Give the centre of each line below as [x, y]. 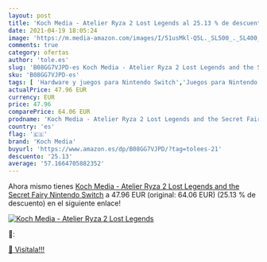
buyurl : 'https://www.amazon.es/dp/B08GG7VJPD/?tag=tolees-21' [115, 149]
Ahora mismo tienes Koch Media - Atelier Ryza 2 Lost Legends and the [124, 186]
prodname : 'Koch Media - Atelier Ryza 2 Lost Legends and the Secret [126, 119]
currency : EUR [32, 97]
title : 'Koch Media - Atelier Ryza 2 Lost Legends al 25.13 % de [118, 23]
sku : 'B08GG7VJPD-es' [44, 75]
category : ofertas [39, 53]
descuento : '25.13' [41, 156]
